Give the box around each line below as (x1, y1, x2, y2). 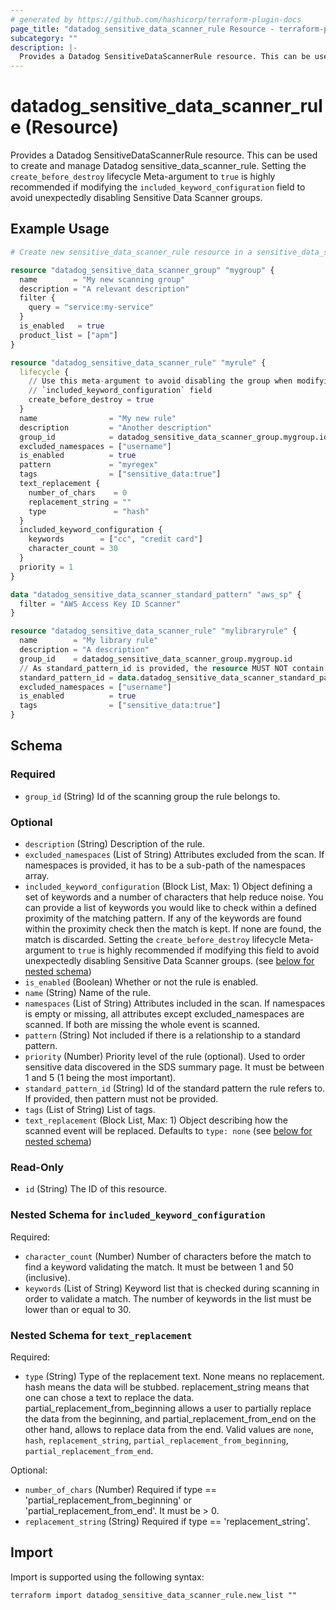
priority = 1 (19, 562, 74, 572)
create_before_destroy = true (28, 395, 155, 405)
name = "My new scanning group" (19, 274, 186, 285)
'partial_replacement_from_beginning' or (24, 1494, 193, 1506)
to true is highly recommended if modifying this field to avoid (66, 944, 320, 956)
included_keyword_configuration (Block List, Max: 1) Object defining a (24, 880, 313, 892)
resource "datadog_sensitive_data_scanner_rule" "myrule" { (10, 357, 267, 368)
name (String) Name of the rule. (24, 986, 152, 998)
